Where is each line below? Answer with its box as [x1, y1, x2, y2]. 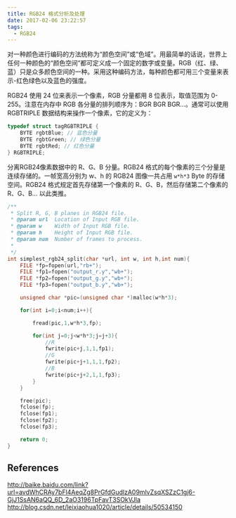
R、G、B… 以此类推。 [7, 189, 70, 198]
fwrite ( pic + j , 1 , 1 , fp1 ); [44, 345, 114, 352]
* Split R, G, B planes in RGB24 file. [10, 209, 128, 216]
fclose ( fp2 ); [20, 417, 58, 424]
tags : [7, 23, 23, 30]
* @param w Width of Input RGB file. [10, 223, 131, 230]
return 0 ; [20, 436, 49, 443]
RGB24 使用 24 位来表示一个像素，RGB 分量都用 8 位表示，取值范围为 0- [7, 91, 218, 100]
